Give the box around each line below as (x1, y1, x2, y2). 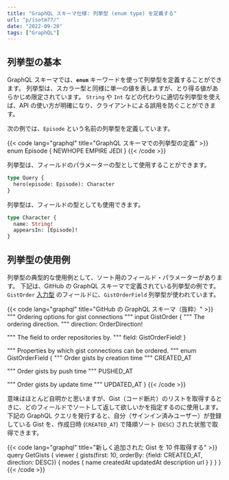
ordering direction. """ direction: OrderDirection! (7, 320, 143, 328)
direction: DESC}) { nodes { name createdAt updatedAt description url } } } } (7, 458, 221, 466)
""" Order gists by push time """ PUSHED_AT (7, 367, 134, 375)
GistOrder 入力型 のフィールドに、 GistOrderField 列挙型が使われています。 (7, 290, 220, 299)
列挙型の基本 (7, 56, 62, 68)
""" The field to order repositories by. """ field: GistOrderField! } (7, 333, 186, 341)
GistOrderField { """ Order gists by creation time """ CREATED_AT (7, 354, 192, 362)
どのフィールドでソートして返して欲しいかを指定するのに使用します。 (25, 403, 223, 411)
